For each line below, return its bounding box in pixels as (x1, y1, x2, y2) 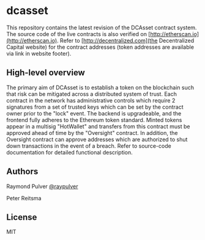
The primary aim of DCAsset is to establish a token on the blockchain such (6, 84, 195, 91)
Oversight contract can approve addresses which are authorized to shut (6, 136, 188, 143)
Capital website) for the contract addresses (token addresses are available (6, 43, 195, 51)
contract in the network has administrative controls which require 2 (6, 96, 176, 104)
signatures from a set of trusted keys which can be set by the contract (6, 103, 184, 111)
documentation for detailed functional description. (6, 148, 133, 156)
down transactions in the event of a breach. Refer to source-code (6, 142, 171, 150)
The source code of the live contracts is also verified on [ (6, 30, 151, 37)
